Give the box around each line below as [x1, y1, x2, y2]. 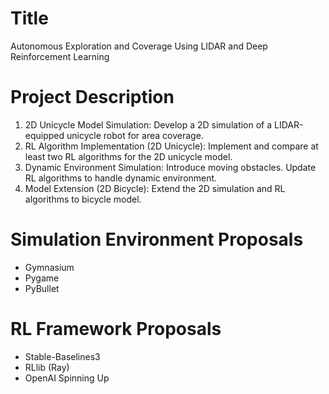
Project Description [10, 86, 175, 109]
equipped [24, 129, 65, 141]
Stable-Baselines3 [24, 350, 101, 362]
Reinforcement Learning [10, 50, 110, 62]
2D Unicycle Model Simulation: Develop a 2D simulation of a [24, 118, 273, 131]
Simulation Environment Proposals [10, 228, 304, 251]
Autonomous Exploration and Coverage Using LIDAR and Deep [10, 40, 268, 52]
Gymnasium [24, 261, 75, 273]
